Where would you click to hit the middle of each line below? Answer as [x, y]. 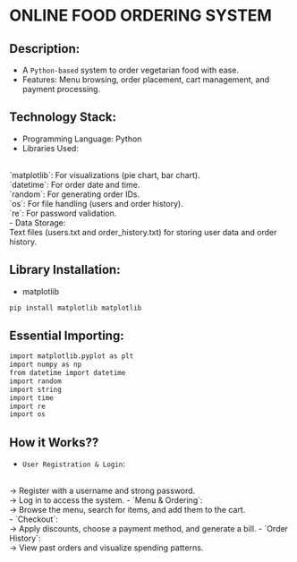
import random [36, 381]
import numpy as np [46, 365]
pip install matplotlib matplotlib [76, 308]
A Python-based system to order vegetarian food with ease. [131, 70]
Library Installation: [65, 270]
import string [36, 389]
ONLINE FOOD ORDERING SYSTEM [141, 16]
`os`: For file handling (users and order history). [96, 203]
